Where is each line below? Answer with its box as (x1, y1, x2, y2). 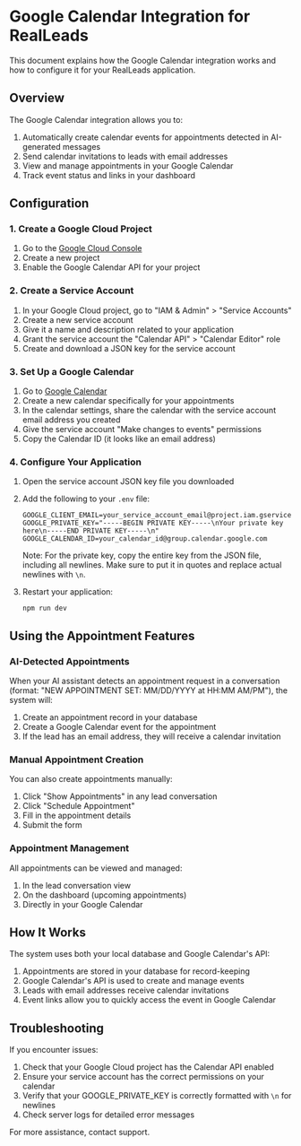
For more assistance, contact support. (9, 1127, 150, 1138)
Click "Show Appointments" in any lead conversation (21, 791, 218, 802)
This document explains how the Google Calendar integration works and (9, 55, 276, 65)
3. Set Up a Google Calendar (9, 365, 134, 378)
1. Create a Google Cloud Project (9, 222, 152, 235)
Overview (9, 91, 65, 106)
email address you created (21, 414, 121, 425)
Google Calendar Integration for (9, 6, 251, 27)
